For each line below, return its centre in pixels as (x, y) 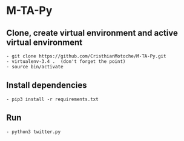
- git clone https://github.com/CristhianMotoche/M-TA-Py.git (86, 56)
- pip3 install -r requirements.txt (52, 99)
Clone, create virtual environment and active (92, 33)
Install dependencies (47, 85)
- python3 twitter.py (34, 132)
